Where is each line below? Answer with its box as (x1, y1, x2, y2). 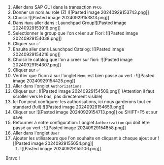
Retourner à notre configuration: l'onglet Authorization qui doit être (12, 120, 150, 125)
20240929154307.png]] (12, 62, 61, 68)
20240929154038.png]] (12, 35, 62, 41)
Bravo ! (5, 155, 20, 161)
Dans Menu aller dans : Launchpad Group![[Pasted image (12, 20, 127, 26)
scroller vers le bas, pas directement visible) (12, 93, 103, 99)
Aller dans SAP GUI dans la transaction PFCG (12, 4, 102, 10)
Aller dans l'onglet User (12, 130, 60, 136)
